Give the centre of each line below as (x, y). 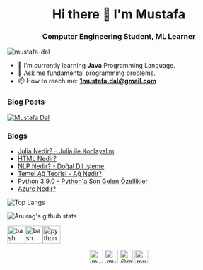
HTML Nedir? (37, 159)
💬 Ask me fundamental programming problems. (86, 73)
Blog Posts (26, 102)
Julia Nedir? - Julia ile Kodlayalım (66, 151)
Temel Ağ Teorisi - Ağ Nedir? (60, 174)
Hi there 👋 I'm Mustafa (119, 14)
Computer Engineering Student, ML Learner (119, 37)
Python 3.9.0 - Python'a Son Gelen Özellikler (83, 181)
